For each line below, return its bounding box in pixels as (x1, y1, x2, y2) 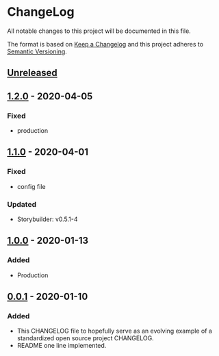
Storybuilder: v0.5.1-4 (16, 215, 78, 223)
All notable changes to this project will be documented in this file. (7, 27, 192, 35)
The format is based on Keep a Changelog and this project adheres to (7, 40, 204, 48)
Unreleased (7, 67, 58, 79)
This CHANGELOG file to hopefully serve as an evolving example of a (16, 327, 212, 335)
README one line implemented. (16, 342, 107, 350)
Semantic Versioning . (7, 47, 67, 55)
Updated (7, 199, 36, 209)
